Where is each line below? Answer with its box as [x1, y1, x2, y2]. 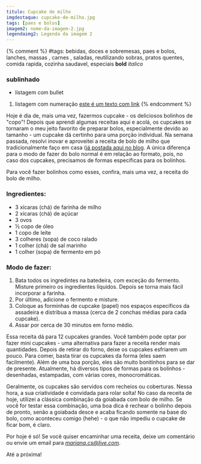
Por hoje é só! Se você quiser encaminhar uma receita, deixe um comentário [6, 433, 195, 440]
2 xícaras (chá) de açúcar [14, 209, 79, 217]
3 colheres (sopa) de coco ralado [14, 235, 98, 243]
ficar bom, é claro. [6, 421, 52, 429]
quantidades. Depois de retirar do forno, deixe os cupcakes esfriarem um [6, 346, 188, 353]
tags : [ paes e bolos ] [6, 20, 61, 26]
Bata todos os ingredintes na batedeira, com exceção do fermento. [14, 277, 181, 284]
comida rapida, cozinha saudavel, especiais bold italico [6, 61, 143, 68]
